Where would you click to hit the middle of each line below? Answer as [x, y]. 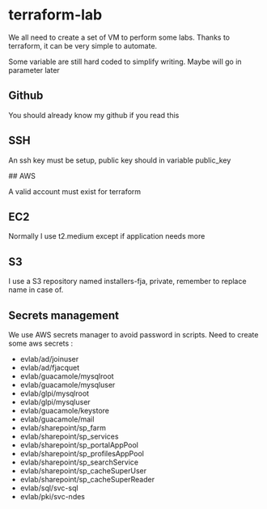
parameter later [34, 70]
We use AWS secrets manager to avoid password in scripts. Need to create [133, 335]
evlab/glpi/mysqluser [55, 402]
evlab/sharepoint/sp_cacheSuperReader [87, 479]
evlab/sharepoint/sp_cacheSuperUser [83, 471]
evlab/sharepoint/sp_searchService [79, 462]
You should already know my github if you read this [94, 115]
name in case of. [36, 290]
